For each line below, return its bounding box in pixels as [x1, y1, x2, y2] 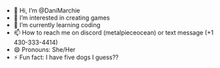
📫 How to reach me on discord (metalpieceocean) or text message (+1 [13, 29, 214, 37]
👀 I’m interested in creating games [13, 14, 111, 22]
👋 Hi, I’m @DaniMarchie [13, 7, 81, 14]
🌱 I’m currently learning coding [13, 21, 101, 29]
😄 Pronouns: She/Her [13, 46, 76, 54]
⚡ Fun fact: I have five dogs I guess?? [13, 53, 119, 61]
